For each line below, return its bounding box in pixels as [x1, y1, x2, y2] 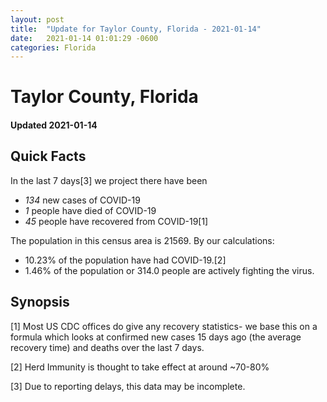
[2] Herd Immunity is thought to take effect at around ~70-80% [10, 361, 270, 373]
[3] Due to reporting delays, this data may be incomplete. [10, 380, 246, 392]
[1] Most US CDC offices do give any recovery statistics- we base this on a [10, 320, 318, 332]
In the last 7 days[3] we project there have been [10, 174, 208, 186]
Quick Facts [10, 148, 87, 165]
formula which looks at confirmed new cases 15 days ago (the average [10, 331, 302, 343]
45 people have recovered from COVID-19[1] [24, 215, 209, 227]
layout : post [10, 14, 65, 25]
